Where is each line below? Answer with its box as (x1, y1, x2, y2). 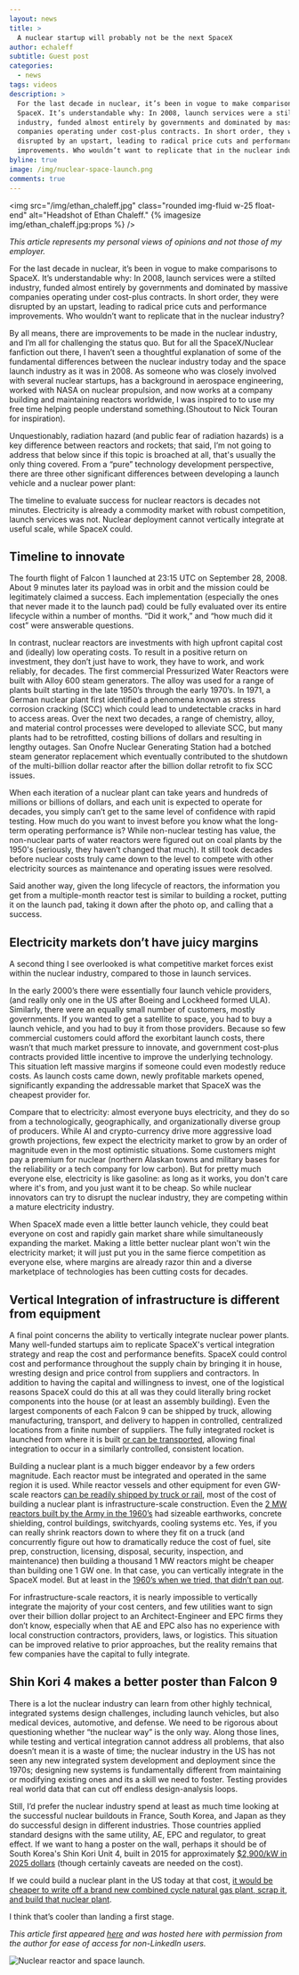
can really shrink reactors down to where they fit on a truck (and (9, 1526, 245, 1538)
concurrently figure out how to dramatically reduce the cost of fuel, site (9, 1536, 271, 1547)
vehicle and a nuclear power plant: (9, 477, 136, 488)
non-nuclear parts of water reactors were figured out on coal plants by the (9, 835, 282, 846)
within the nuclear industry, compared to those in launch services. (9, 968, 252, 979)
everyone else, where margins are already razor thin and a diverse (9, 1257, 252, 1268)
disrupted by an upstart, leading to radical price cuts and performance (9, 301, 267, 311)
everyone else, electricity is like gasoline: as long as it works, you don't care (9, 1173, 288, 1184)
